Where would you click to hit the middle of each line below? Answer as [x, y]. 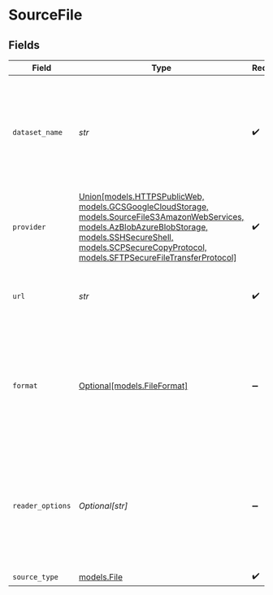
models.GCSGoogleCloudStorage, [143, 207]
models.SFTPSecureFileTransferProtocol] [158, 258]
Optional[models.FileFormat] [133, 386]
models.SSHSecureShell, [126, 237]
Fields [24, 45]
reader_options [42, 506]
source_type [36, 577]
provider [29, 227]
